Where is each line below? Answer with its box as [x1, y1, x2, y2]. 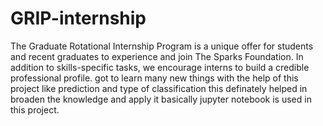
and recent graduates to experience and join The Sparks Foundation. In [10, 50, 304, 62]
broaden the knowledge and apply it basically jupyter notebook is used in [10, 93, 312, 105]
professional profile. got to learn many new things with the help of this [10, 72, 299, 84]
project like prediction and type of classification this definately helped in [10, 82, 308, 94]
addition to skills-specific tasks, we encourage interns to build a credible [10, 61, 310, 73]
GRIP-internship [10, 7, 147, 30]
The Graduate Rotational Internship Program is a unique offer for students [10, 40, 314, 52]
